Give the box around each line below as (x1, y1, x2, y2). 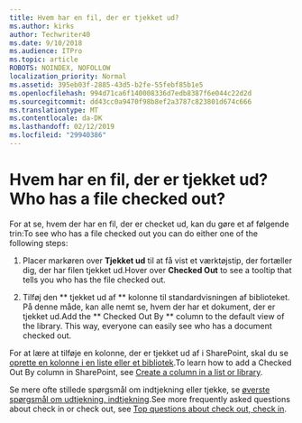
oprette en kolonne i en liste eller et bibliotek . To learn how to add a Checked (9, 357, 292, 368)
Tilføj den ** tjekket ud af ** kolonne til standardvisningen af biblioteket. (22, 291, 290, 302)
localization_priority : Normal (9, 72, 127, 81)
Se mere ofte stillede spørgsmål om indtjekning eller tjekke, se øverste (9, 384, 270, 395)
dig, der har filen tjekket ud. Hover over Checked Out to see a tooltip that (22, 264, 292, 275)
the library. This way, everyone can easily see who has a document (22, 320, 272, 331)
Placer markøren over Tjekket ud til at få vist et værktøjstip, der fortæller (22, 254, 293, 266)
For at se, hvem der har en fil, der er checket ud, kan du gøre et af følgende (9, 218, 290, 229)
